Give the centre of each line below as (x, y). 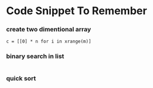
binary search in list (35, 56)
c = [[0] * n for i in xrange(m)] (49, 42)
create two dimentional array (49, 30)
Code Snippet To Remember (76, 11)
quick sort (21, 78)
